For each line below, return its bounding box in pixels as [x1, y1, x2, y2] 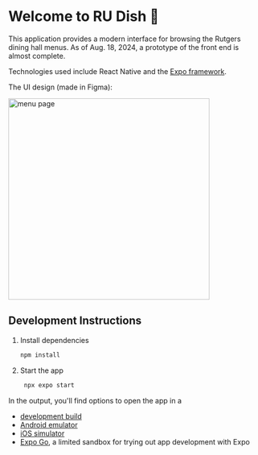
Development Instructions [8, 314, 142, 328]
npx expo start [23, 381, 75, 389]
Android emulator [19, 420, 78, 429]
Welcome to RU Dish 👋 [8, 7, 159, 26]
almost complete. [8, 51, 66, 60]
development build [19, 411, 82, 421]
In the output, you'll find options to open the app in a [8, 395, 182, 405]
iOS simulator [19, 428, 65, 438]
